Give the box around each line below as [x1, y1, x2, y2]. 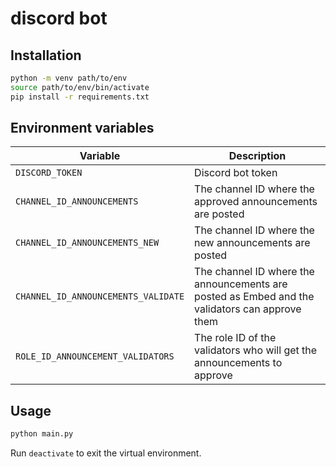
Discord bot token [194, 166, 278, 180]
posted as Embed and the [194, 290, 315, 304]
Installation [10, 47, 82, 64]
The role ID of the [194, 331, 277, 345]
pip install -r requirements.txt [10, 92, 150, 102]
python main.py [10, 429, 74, 439]
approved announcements [194, 195, 318, 209]
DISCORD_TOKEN [15, 167, 83, 179]
